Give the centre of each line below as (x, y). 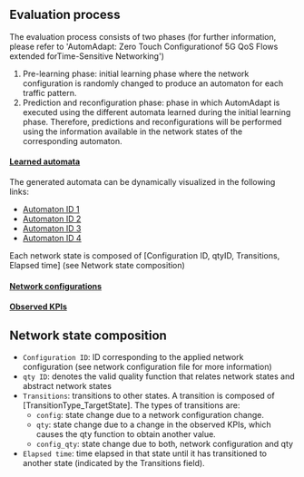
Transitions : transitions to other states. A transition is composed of (148, 396)
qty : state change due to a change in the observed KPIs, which (153, 424)
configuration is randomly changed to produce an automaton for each (153, 83)
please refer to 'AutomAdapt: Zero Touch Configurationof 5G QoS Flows (144, 46)
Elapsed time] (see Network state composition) (98, 266)
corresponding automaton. (72, 141)
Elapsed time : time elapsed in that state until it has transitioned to (145, 453)
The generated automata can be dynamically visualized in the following (142, 182)
